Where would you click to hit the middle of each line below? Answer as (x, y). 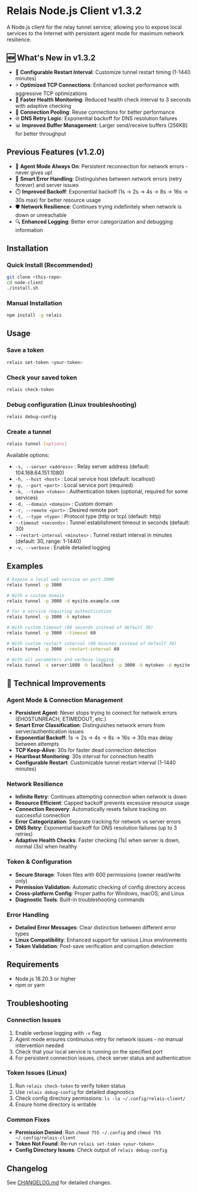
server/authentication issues (49, 732)
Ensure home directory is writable (56, 1104)
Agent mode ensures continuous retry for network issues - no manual (99, 1039)
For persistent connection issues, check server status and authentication (103, 1058)
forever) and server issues (47, 185)
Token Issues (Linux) (37, 1073)
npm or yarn (30, 985)
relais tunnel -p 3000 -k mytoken (49, 617)
